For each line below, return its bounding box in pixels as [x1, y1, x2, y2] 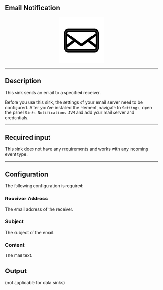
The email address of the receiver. [5, 206, 74, 212]
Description [5, 77, 41, 85]
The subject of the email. [5, 229, 55, 235]
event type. [5, 151, 28, 157]
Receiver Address [5, 195, 48, 202]
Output [5, 267, 27, 275]
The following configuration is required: [5, 183, 84, 189]
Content [5, 241, 25, 248]
